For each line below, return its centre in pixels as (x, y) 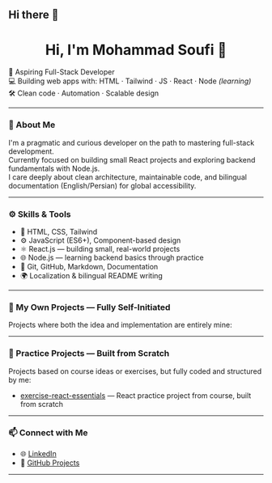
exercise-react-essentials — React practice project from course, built (136, 395)
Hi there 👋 (34, 15)
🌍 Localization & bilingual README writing (91, 275)
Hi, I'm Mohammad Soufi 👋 (136, 50)
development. (31, 151)
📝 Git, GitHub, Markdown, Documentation (89, 266)
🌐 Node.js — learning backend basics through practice (112, 257)
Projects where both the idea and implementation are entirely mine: (120, 325)
